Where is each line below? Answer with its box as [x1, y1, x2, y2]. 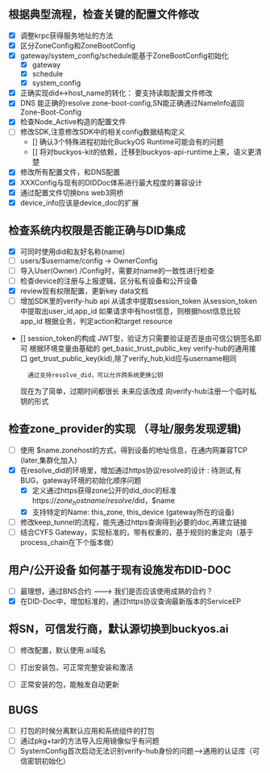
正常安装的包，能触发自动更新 [19, 679, 119, 689]
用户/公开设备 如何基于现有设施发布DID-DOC [8, 563, 232, 577]
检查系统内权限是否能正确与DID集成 [8, 224, 186, 238]
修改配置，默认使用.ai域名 [19, 645, 106, 655]
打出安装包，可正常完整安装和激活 [19, 662, 134, 671]
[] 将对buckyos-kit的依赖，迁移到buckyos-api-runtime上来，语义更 [31, 148, 255, 157]
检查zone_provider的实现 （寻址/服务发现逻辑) [8, 422, 242, 436]
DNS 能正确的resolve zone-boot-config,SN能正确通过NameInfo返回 [19, 98, 244, 108]
